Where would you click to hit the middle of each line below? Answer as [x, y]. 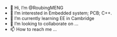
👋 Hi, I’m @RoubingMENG [37, 8]
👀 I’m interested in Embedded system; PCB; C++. [61, 13]
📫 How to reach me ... [33, 29]
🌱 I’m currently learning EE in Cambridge [52, 18]
